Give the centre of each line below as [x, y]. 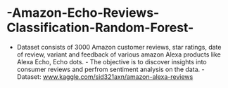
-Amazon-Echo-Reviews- [83, 13]
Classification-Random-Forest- [100, 28]
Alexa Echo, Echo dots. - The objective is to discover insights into [112, 61]
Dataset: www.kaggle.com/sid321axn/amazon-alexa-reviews [105, 76]
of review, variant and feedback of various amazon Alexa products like [119, 54]
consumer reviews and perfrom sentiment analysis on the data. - [110, 69]
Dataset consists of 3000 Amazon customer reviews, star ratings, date [119, 47]
